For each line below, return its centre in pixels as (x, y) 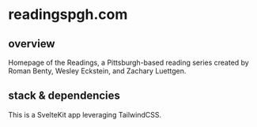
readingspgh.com (68, 15)
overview (32, 44)
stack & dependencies (64, 96)
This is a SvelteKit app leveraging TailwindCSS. (85, 114)
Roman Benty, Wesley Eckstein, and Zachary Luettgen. (97, 71)
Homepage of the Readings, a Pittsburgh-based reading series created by (128, 62)
